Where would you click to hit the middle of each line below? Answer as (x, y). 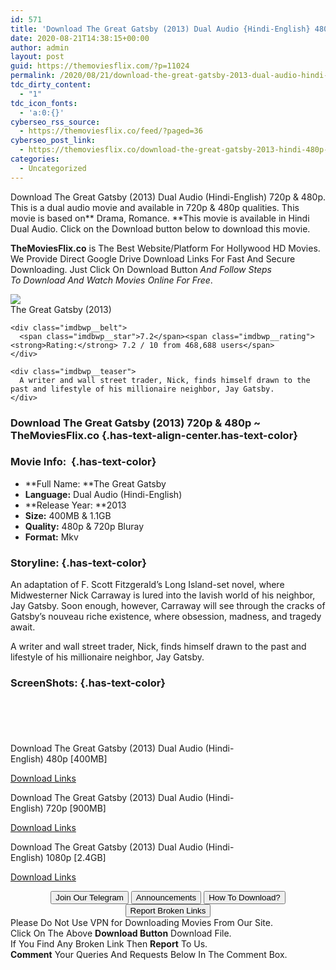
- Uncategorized (53, 168)
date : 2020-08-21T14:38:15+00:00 (80, 38)
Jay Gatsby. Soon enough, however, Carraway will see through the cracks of (168, 606)
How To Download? (244, 897)
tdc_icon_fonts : (44, 103)
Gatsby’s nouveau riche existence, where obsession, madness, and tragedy (166, 617)
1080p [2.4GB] (76, 858)
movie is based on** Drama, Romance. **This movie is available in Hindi (160, 218)
